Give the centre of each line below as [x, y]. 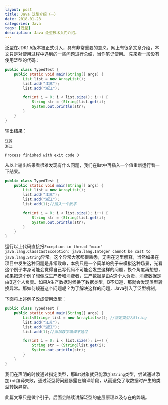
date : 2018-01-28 [23, 19]
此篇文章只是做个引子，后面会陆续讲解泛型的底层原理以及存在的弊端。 [77, 397]
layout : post [19, 10]
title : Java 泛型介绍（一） [32, 14]
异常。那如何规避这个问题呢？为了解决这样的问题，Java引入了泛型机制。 [84, 288]
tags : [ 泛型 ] [18, 28]
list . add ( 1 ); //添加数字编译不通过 [56, 332]
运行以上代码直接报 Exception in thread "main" [54, 247]
